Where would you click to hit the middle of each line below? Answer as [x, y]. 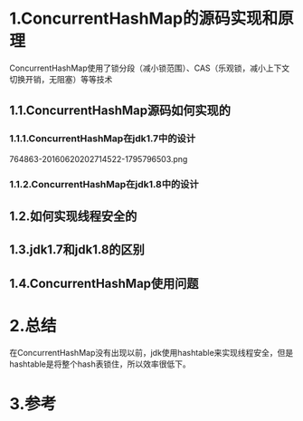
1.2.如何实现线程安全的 [73, 216]
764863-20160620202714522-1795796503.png [99, 158]
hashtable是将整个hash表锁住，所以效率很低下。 [100, 364]
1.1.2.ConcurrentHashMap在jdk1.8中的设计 [104, 184]
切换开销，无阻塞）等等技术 [61, 79]
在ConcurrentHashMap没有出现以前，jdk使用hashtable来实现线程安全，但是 [151, 352]
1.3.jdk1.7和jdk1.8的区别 [77, 250]
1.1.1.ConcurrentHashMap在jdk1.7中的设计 [103, 139]
